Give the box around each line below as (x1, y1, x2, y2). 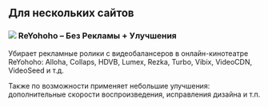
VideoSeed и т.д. (8, 65, 64, 75)
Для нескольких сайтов (8, 6, 134, 20)
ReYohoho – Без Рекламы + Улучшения (18, 30, 178, 42)
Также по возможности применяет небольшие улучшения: (8, 81, 210, 90)
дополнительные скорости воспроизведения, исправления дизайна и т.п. (8, 89, 261, 99)
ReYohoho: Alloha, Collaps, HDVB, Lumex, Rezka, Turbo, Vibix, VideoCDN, (8, 57, 253, 66)
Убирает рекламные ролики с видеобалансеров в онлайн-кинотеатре (8, 48, 249, 58)
